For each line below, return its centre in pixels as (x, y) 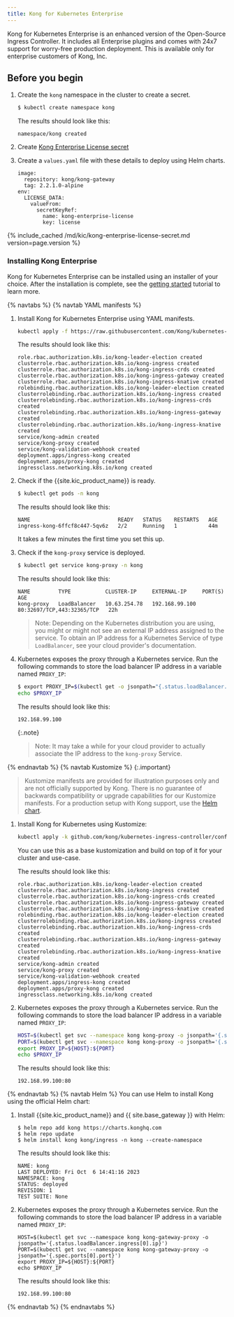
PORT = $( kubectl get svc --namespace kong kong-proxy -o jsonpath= (116, 1042)
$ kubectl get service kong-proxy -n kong (80, 566)
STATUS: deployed (43, 1185)
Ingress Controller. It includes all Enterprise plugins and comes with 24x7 (112, 41)
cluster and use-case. (49, 858)
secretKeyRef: (57, 210)
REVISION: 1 (35, 1191)
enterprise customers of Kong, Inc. (57, 56)
